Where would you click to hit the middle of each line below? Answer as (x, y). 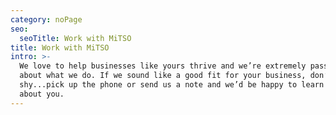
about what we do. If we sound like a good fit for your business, (163, 76)
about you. (42, 94)
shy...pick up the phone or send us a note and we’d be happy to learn (172, 85)
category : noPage (46, 19)
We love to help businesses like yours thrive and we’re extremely (163, 66)
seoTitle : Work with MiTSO (75, 38)
